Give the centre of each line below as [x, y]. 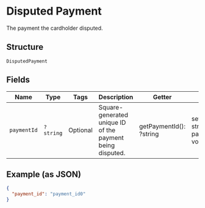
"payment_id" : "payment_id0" [49, 194]
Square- [111, 107]
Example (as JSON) [44, 174]
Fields [18, 80]
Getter [162, 97]
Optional [80, 130]
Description [116, 97]
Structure [25, 47]
